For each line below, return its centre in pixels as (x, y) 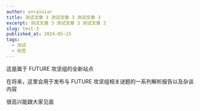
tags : (13, 40)
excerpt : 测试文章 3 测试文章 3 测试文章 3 (56, 23)
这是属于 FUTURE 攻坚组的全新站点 (50, 68)
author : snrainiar (29, 12)
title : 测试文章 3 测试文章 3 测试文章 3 (54, 17)
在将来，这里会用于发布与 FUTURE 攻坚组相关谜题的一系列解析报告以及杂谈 (100, 81)
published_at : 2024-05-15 (39, 34)
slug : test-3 (23, 28)
